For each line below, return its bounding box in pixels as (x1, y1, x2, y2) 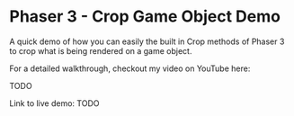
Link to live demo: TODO (9, 97, 100, 109)
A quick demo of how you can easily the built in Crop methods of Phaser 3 (9, 36, 285, 47)
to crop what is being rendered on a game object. (9, 45, 192, 56)
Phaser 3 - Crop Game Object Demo (9, 6, 281, 27)
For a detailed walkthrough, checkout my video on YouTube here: (9, 63, 251, 74)
